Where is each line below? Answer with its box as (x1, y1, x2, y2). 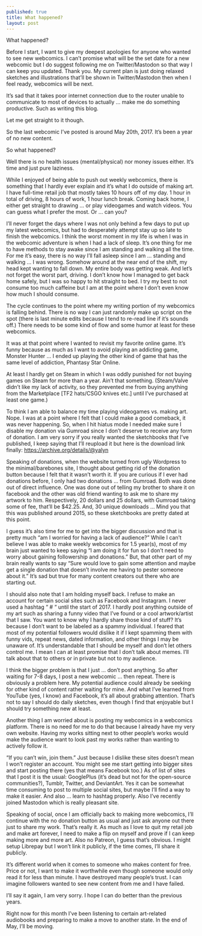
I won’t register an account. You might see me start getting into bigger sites (6, 760, 193, 768)
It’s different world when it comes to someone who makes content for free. (6, 861, 191, 868)
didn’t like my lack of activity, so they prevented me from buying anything (6, 383, 188, 391)
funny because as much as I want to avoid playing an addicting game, (6, 346, 179, 353)
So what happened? (6, 146, 56, 154)
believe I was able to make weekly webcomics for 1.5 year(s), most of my (6, 540, 188, 548)
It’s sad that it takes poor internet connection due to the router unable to (6, 92, 185, 100)
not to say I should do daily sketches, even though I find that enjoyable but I (6, 699, 194, 706)
